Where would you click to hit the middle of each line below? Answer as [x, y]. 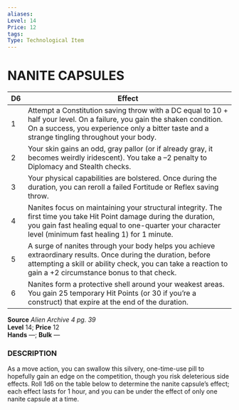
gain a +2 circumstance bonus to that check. [102, 273]
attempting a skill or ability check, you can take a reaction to [128, 264]
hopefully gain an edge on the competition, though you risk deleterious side [118, 376]
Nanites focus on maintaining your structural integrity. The [125, 207]
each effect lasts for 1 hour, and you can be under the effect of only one [113, 391]
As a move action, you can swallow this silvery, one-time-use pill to [106, 369]
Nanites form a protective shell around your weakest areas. [126, 285]
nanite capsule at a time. [43, 399]
